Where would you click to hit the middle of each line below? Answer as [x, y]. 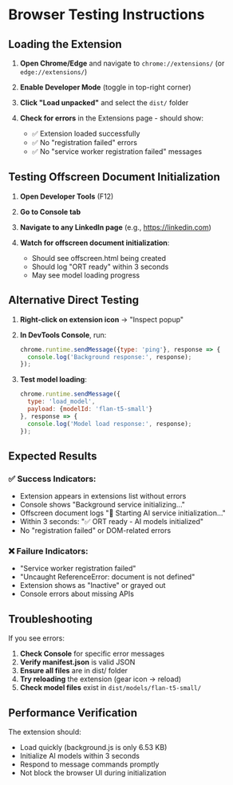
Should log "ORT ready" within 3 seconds [100, 266]
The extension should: [45, 732]
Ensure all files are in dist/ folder [74, 671]
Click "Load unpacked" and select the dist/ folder [104, 103]
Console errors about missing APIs [77, 594]
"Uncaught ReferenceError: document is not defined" [107, 577]
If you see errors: [37, 638]
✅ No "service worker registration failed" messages [116, 152]
